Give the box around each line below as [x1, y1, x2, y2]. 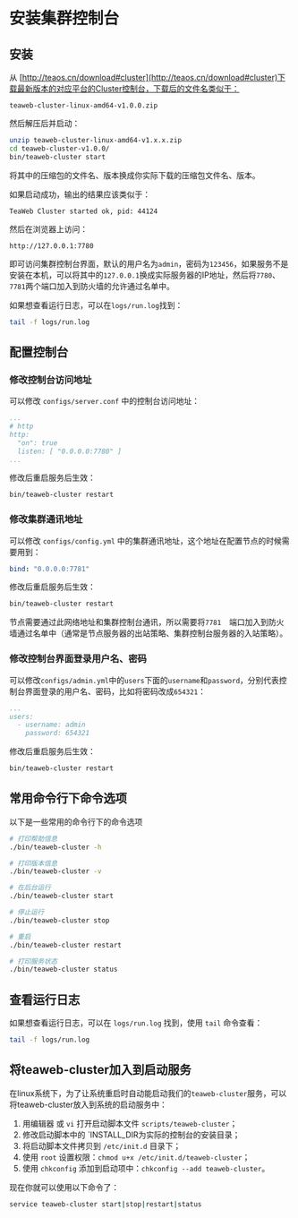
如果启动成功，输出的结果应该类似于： [9, 189, 150, 200]
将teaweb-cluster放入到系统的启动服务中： [9, 1099, 167, 1110]
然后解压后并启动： [9, 118, 81, 128]
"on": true [17, 438, 58, 448]
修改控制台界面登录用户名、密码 [9, 653, 148, 665]
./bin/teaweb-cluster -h [9, 843, 102, 852]
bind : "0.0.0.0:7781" [9, 564, 90, 573]
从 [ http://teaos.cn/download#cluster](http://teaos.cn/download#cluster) [9, 73, 278, 82]
